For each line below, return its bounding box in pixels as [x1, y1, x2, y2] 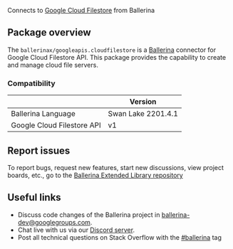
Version [129, 97, 157, 107]
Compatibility [7, 78, 56, 88]
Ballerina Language [11, 109, 76, 119]
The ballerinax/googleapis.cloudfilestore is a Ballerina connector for [7, 46, 217, 54]
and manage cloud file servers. [7, 60, 98, 69]
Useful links [7, 191, 62, 203]
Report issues [7, 144, 71, 157]
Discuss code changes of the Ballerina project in [17, 210, 160, 219]
